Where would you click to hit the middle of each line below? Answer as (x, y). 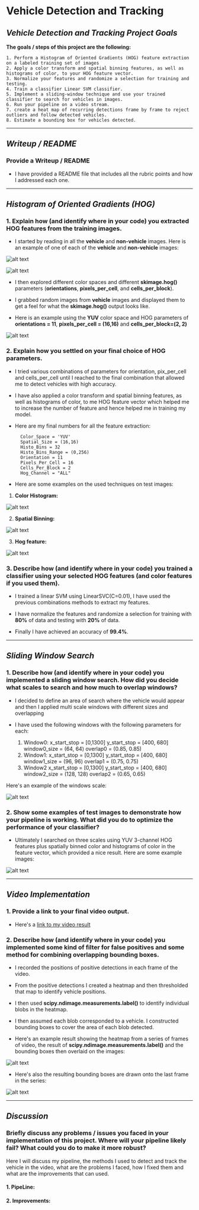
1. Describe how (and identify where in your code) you (85, 673)
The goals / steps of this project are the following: (69, 47)
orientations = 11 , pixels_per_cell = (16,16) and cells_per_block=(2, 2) (101, 324)
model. (23, 414)
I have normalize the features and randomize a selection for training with (103, 614)
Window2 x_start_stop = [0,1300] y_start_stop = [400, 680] (95, 768)
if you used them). (33, 583)
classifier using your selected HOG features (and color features (99, 575)
